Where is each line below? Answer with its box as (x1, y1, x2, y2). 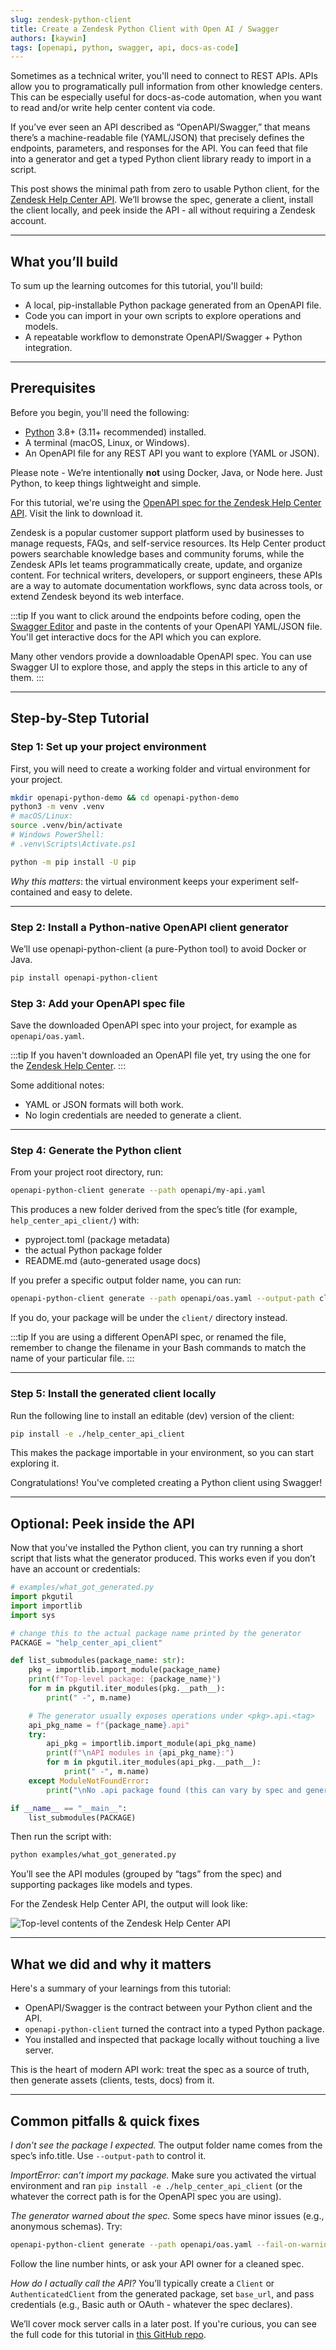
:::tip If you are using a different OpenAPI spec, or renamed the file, (10, 1331, 287, 1343)
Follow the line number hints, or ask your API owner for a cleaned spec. (10, 2257, 305, 2270)
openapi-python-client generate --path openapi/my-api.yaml (10, 1186, 267, 1196)
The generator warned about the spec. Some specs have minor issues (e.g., (10, 2209, 325, 2221)
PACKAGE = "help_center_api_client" (10, 1637, 163, 1648)
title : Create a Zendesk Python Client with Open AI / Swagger (10, 24, 280, 34)
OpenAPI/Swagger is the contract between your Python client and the (24, 2002, 313, 2014)
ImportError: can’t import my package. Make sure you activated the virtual (10, 2169, 317, 2181)
